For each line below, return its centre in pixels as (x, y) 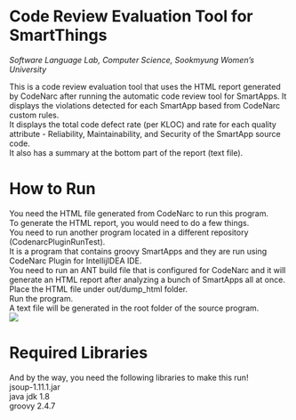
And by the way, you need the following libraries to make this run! (129, 377)
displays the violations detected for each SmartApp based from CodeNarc (145, 105)
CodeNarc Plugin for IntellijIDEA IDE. (76, 261)
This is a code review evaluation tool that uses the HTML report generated (145, 86)
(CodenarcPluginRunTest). (57, 241)
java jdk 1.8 (30, 396)
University (28, 69)
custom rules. (34, 115)
